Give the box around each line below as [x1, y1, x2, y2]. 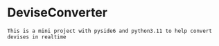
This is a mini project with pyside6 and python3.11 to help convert [7, 27, 213, 34]
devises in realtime [7, 33, 67, 41]
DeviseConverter [7, 5, 107, 21]
